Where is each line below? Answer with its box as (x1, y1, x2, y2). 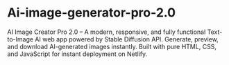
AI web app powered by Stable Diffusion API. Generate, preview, (34, 35, 219, 43)
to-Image (7, 35, 33, 43)
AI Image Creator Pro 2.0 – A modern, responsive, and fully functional (7, 28, 206, 36)
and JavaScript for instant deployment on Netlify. (7, 50, 148, 58)
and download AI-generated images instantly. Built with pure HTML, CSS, (7, 42, 217, 50)
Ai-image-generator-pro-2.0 (7, 5, 176, 21)
